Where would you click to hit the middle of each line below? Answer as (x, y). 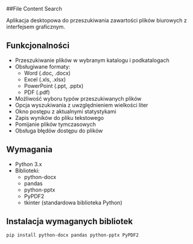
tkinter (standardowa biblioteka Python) (73, 202)
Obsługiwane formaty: (43, 66)
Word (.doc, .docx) (47, 73)
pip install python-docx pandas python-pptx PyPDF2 (72, 235)
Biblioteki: (27, 170)
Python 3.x (28, 164)
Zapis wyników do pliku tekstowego (59, 117)
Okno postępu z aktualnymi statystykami (65, 111)
